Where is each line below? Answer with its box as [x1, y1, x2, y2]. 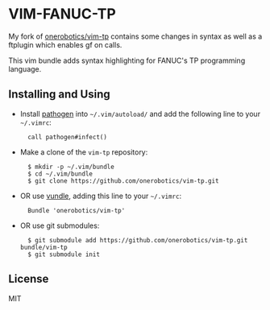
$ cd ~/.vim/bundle [27, 170, 93, 178]
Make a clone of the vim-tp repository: [19, 147, 148, 157]
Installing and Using [8, 88, 110, 101]
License [8, 272, 49, 286]
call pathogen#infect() [27, 133, 107, 141]
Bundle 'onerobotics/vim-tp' [27, 206, 126, 214]
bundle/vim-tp [19, 243, 68, 251]
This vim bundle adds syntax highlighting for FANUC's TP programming [8, 56, 246, 65]
